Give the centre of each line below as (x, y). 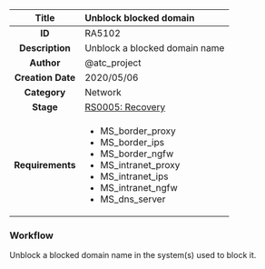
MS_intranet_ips (134, 176)
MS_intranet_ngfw (139, 188)
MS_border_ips (132, 142)
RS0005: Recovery (125, 107)
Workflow (32, 235)
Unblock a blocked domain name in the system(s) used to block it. (133, 255)
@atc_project (113, 63)
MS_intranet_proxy (140, 165)
